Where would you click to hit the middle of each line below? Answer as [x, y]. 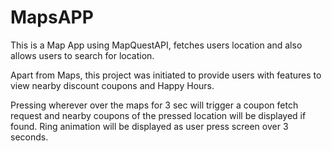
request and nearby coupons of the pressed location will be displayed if [158, 115]
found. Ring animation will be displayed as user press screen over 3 [149, 126]
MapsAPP [52, 17]
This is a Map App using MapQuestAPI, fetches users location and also [156, 45]
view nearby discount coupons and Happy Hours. [112, 85]
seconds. [29, 137]
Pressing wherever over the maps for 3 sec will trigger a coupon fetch [154, 105]
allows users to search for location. [82, 55]
